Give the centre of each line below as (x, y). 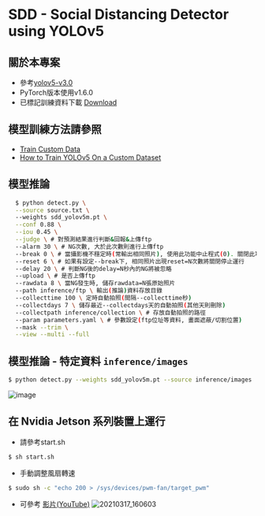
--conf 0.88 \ (38, 225)
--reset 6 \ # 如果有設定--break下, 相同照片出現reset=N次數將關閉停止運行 (130, 262)
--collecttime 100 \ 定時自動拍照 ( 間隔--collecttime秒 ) (103, 298)
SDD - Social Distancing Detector (119, 15)
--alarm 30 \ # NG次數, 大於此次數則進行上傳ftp (90, 247)
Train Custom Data (50, 149)
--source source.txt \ (52, 210)
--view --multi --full (52, 335)
